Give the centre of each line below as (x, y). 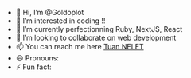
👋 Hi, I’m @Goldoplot (50, 12)
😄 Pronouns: (37, 58)
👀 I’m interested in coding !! (60, 21)
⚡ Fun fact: (33, 67)
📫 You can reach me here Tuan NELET (80, 47)
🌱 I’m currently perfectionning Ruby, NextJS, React (99, 29)
